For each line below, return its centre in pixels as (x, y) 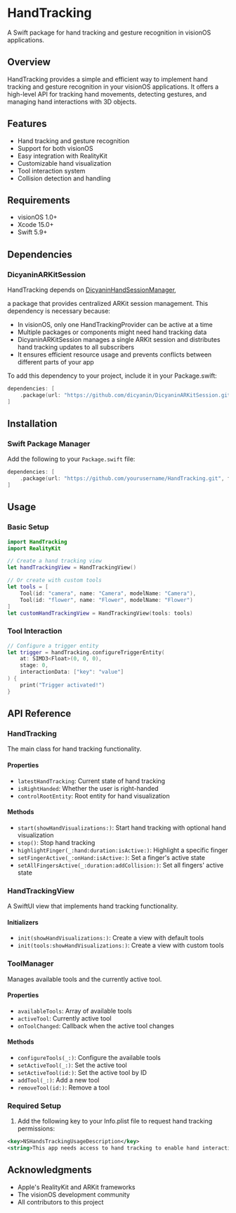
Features (27, 124)
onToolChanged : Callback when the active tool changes (96, 1026)
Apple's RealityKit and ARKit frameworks (76, 1187)
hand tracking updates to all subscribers (76, 347)
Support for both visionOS (55, 148)
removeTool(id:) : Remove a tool (64, 1088)
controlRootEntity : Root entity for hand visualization (93, 796)
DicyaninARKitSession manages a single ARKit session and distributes (119, 340)
